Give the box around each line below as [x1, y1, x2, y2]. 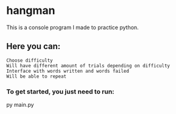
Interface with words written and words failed [6, 68, 130, 74]
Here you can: [6, 41, 61, 52]
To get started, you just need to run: [6, 87, 114, 96]
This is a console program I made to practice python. [6, 24, 139, 31]
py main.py [6, 101, 35, 109]
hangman [6, 4, 56, 18]
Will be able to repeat [6, 73, 67, 79]
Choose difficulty [6, 57, 53, 64]
